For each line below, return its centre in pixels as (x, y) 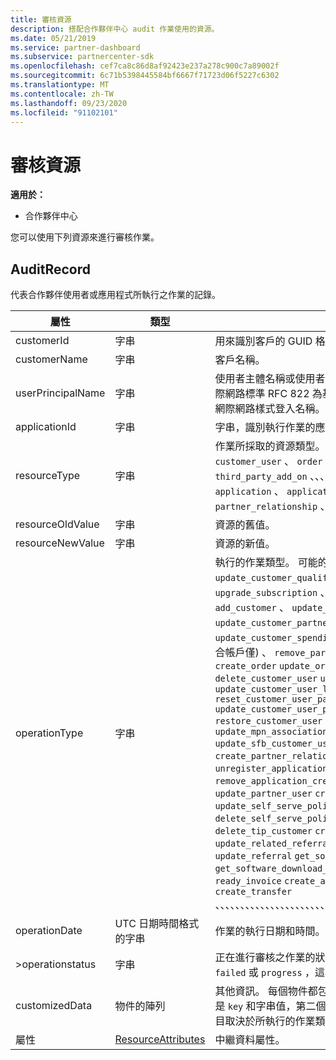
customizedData (54, 1006)
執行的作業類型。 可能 (266, 563)
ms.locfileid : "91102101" (64, 112)
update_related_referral (273, 844)
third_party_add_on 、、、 (272, 476)
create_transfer (253, 892)
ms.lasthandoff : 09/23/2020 (69, 103)
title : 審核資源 (41, 19)
